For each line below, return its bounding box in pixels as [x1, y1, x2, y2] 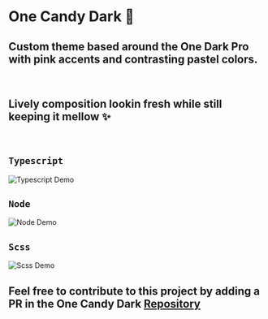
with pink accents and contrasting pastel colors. [8, 52, 258, 66]
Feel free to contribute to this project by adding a [8, 284, 261, 298]
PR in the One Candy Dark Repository [8, 296, 201, 311]
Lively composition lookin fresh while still [8, 97, 223, 111]
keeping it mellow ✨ [8, 110, 111, 124]
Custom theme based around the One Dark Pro [8, 40, 249, 54]
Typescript [8, 155, 63, 167]
